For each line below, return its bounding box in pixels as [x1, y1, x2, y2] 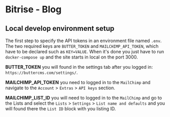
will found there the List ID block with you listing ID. [5, 106, 116, 111]
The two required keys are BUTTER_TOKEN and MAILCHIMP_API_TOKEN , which [5, 43, 159, 49]
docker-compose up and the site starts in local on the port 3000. [5, 54, 138, 60]
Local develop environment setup [5, 24, 115, 33]
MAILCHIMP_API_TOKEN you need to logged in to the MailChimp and [5, 80, 151, 85]
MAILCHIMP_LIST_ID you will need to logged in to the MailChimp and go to [5, 95, 162, 101]
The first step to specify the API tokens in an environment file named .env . [5, 37, 162, 44]
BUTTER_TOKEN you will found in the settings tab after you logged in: [5, 64, 153, 70]
